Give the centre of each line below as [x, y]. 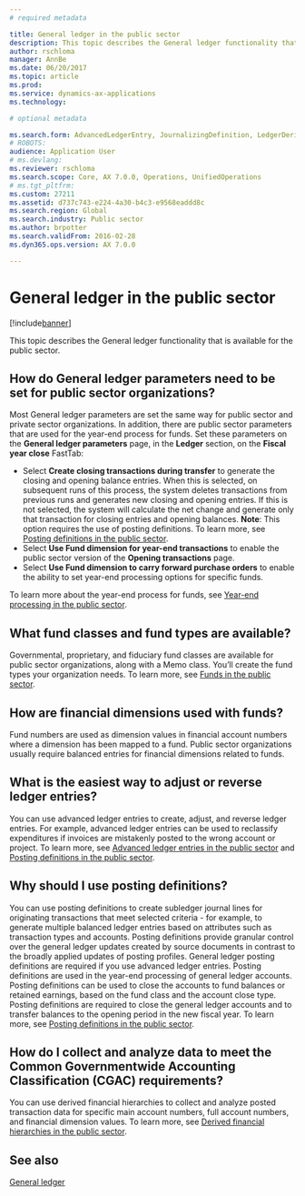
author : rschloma [42, 51]
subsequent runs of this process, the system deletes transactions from [155, 490]
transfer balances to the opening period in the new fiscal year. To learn [142, 1014]
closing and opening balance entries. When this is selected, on [140, 481]
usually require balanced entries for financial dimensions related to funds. [147, 754]
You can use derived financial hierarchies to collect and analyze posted [143, 1102]
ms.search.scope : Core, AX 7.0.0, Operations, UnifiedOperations [135, 177]
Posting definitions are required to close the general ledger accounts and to [151, 1004]
